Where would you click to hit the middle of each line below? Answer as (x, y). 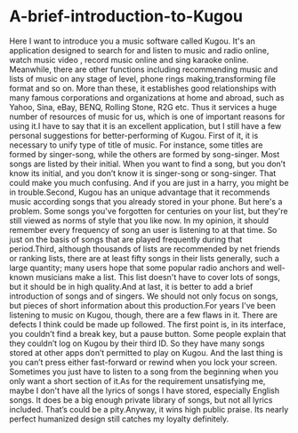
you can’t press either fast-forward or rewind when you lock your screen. (143, 362)
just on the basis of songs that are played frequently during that (126, 239)
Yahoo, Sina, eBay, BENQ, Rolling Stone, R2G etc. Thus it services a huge (143, 107)
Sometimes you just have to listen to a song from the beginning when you (144, 372)
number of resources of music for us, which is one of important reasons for (147, 116)
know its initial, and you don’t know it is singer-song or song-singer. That (143, 173)
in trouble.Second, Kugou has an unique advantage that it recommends (140, 192)
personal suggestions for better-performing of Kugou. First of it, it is (134, 135)
